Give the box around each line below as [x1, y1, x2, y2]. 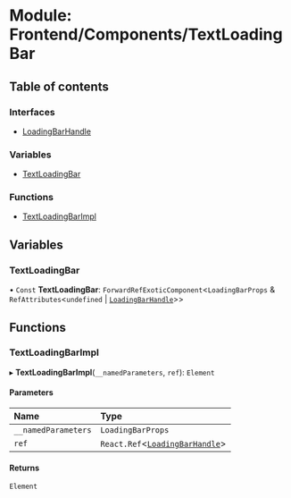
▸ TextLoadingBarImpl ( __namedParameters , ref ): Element [9, 367, 215, 377]
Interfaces [9, 106, 55, 118]
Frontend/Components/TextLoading [9, 24, 283, 45]
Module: [9, 5, 72, 26]
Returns [9, 462, 40, 473]
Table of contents [9, 79, 109, 94]
